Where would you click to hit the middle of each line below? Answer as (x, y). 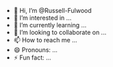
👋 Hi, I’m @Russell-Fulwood (53, 11)
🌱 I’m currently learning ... (50, 25)
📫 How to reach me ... (45, 40)
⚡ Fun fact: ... (32, 57)
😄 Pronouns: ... (36, 50)
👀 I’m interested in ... (42, 18)
